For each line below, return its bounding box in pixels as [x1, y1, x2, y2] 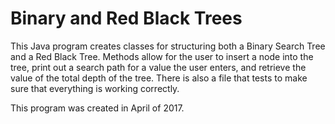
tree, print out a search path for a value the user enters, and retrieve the [10, 61, 307, 73]
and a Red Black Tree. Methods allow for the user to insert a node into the [10, 50, 314, 62]
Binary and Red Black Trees [10, 7, 243, 30]
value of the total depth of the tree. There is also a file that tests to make [10, 72, 308, 84]
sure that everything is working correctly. [10, 82, 180, 94]
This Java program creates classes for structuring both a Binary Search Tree [10, 40, 326, 52]
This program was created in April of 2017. [10, 102, 185, 114]
